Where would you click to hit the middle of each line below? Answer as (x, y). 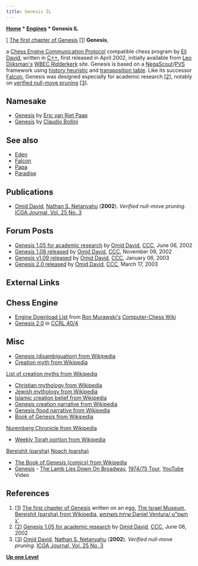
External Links (33, 283)
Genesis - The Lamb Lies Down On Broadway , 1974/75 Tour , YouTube (99, 469)
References (28, 494)
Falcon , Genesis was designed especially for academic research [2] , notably (99, 76)
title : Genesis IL (29, 12)
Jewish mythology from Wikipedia (56, 391)
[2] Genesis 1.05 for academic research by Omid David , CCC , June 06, (100, 526)
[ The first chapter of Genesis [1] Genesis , (57, 40)
